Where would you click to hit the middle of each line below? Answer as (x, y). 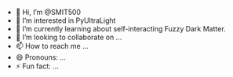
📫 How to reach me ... (52, 46)
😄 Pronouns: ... (41, 57)
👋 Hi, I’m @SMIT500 (48, 12)
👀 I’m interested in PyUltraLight (66, 20)
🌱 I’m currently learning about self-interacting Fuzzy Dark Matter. (120, 29)
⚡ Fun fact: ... (37, 66)
